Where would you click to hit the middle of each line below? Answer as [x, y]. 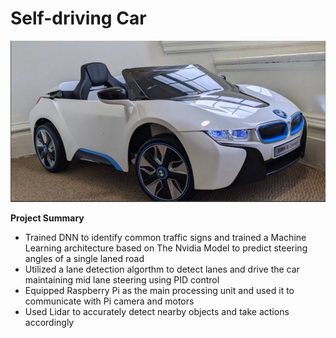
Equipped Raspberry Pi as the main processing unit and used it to [159, 291]
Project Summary [47, 218]
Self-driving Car [78, 18]
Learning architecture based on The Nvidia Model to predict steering [166, 248]
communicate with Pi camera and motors [109, 301]
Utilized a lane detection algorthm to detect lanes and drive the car [162, 269]
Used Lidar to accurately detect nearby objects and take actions [157, 312]
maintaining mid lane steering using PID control [122, 280]
